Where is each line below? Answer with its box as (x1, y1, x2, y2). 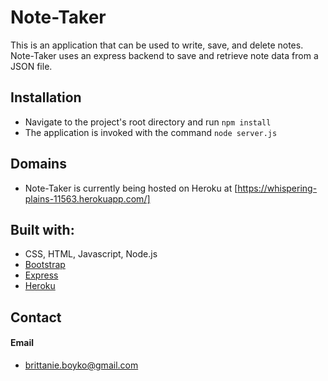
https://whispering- (237, 182, 318, 194)
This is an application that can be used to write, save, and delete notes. (10, 39, 304, 51)
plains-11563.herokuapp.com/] (24, 192, 151, 205)
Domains (10, 156, 67, 173)
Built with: (10, 221, 75, 238)
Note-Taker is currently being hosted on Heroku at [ (24, 182, 238, 194)
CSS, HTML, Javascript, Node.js (24, 248, 158, 260)
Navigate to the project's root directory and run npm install (24, 116, 272, 128)
